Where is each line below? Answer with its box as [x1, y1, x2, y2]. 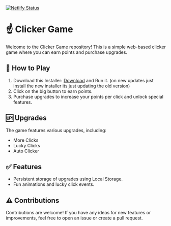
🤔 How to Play [6, 64, 50, 73]
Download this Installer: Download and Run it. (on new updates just [13, 77, 154, 83]
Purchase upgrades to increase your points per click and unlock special [13, 93, 164, 100]
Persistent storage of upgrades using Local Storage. [13, 176, 123, 182]
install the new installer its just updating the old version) [13, 83, 130, 89]
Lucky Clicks [13, 142, 40, 148]
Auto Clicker [13, 148, 40, 154]
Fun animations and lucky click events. [13, 181, 95, 187]
